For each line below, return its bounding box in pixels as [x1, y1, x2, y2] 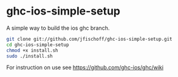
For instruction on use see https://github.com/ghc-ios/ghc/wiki [6, 64, 164, 71]
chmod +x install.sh [6, 47, 59, 53]
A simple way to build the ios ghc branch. [6, 24, 110, 32]
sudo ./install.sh [6, 53, 53, 59]
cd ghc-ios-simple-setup [6, 41, 69, 48]
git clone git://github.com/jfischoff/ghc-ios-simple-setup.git [6, 36, 173, 42]
